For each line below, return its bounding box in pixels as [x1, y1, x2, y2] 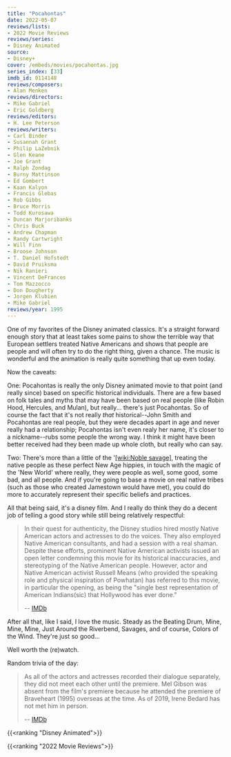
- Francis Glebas [7, 190, 57, 197]
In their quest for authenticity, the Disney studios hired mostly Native [23, 524, 219, 533]
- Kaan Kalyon [7, 184, 48, 191]
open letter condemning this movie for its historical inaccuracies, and [23, 554, 221, 562]
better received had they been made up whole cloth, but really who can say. [7, 440, 223, 448]
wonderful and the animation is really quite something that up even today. [7, 354, 216, 363]
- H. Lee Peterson [7, 119, 60, 127]
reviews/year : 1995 [7, 306, 63, 313]
